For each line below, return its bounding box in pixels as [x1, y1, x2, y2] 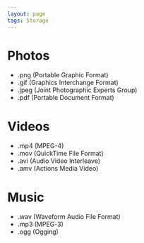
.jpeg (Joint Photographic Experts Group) [17, 86, 138, 94]
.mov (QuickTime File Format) [17, 149, 104, 158]
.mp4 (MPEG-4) [17, 142, 64, 150]
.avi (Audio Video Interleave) [17, 157, 101, 165]
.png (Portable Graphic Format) [17, 71, 109, 79]
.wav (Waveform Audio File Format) [17, 213, 121, 221]
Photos [7, 47, 50, 64]
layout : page [7, 10, 46, 18]
